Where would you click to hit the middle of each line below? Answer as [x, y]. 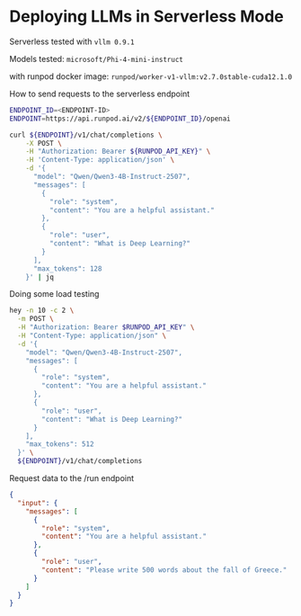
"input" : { [38, 503]
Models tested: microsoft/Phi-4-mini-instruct [97, 58]
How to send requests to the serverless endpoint [100, 94]
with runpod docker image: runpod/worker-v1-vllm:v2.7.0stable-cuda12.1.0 [151, 76]
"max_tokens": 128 [67, 268]
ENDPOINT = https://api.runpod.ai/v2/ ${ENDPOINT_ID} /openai [120, 119]
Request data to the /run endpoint [72, 478]
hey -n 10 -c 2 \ [42, 311]
